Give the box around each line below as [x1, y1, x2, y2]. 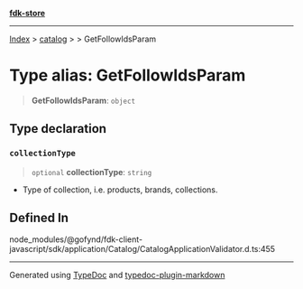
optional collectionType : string [31, 166, 152, 177]
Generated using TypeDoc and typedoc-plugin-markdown [9, 270, 225, 281]
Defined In [9, 210, 69, 226]
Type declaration [9, 121, 106, 136]
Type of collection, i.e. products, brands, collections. [22, 184, 218, 195]
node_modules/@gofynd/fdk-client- [9, 234, 142, 245]
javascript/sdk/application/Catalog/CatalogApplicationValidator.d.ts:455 [9, 244, 276, 255]
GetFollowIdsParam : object [31, 95, 136, 106]
